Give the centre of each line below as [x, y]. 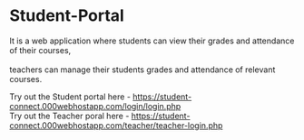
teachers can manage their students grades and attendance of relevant [142, 70]
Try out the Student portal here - [70, 97]
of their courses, [40, 50]
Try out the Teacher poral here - [69, 116]
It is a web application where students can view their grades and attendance [152, 41]
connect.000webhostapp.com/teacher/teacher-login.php [116, 125]
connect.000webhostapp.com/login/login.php [95, 106]
